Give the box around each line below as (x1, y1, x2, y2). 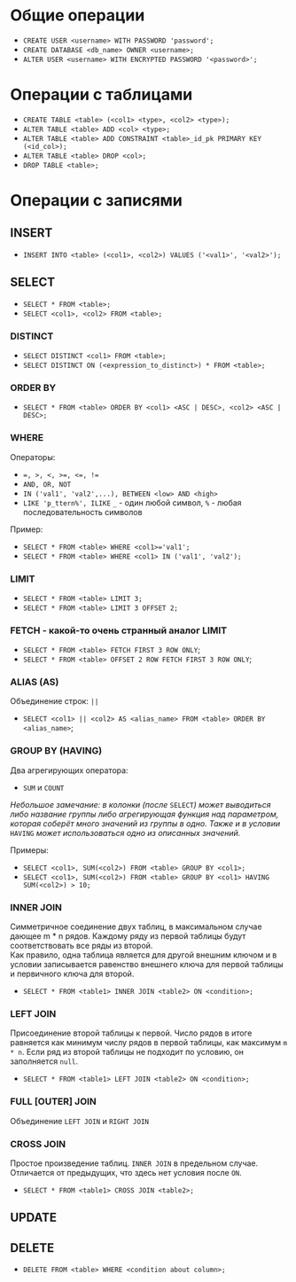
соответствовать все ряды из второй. (10, 941, 153, 951)
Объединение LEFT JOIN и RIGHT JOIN (10, 1115, 150, 1126)
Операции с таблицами (10, 85, 193, 105)
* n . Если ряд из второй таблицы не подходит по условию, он (10, 1047, 245, 1058)
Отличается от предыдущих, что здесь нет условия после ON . (10, 1167, 242, 1177)
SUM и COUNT (22, 782, 65, 793)
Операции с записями (10, 191, 183, 211)
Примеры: (10, 844, 50, 856)
